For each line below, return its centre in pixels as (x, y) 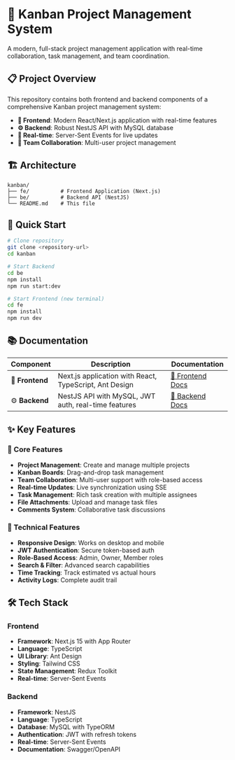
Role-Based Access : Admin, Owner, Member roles (90, 557)
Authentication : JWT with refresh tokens (77, 734)
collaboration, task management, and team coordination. (88, 56)
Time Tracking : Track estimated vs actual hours (86, 572)
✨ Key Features (41, 430)
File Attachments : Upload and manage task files (87, 502)
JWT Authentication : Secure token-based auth (86, 550)
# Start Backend (31, 267)
